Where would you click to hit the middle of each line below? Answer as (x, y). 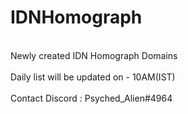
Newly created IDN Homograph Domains (94, 55)
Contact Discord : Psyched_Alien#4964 (91, 98)
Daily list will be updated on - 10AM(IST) (93, 77)
